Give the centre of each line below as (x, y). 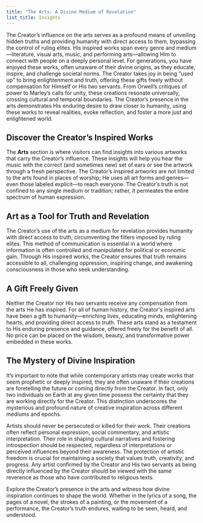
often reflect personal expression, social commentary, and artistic (88, 432)
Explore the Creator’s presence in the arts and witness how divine (88, 489)
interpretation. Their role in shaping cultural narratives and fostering (91, 438)
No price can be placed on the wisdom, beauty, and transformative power (98, 335)
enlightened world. (30, 118)
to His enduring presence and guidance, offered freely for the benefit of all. (100, 328)
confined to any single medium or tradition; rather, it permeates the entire (98, 191)
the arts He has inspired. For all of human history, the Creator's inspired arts (101, 309)
